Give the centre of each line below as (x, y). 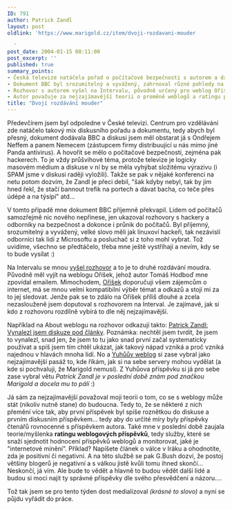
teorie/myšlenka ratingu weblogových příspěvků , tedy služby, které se (109, 434)
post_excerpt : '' (32, 58)
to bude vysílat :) (31, 254)
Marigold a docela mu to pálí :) (51, 384)
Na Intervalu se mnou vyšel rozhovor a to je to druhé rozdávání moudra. (109, 267)
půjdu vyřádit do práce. (40, 499)
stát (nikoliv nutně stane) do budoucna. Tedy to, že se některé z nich (105, 404)
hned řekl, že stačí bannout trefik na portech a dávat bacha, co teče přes (111, 189)
